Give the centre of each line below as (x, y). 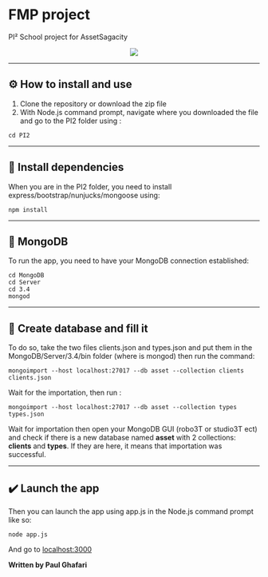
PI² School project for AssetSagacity (68, 37)
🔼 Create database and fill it (78, 328)
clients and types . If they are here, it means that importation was (115, 446)
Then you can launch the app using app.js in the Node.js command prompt (131, 511)
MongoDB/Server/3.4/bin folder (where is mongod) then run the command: (132, 356)
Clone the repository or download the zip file (93, 103)
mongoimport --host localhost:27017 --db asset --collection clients (126, 371)
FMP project (49, 15)
